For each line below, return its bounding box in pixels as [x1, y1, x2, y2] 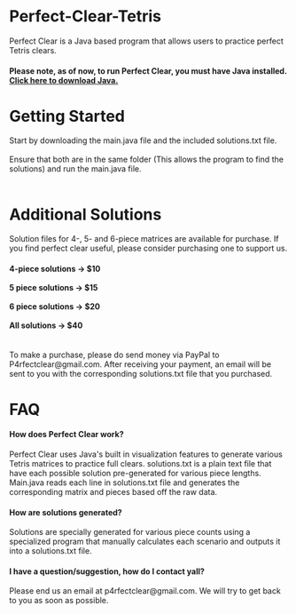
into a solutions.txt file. [9, 546, 92, 556]
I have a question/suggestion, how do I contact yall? [9, 566, 206, 577]
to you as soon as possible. [9, 595, 109, 606]
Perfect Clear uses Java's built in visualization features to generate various [9, 449, 284, 459]
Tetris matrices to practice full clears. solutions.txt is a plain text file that [9, 459, 272, 468]
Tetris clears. [9, 44, 58, 55]
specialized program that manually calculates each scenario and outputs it [9, 536, 281, 547]
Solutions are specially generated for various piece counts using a [9, 527, 251, 538]
